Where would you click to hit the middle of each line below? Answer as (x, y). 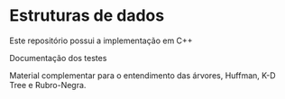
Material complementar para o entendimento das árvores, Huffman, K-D (142, 75)
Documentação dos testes (58, 58)
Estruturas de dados (87, 16)
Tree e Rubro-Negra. (48, 85)
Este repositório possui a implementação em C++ (101, 40)
